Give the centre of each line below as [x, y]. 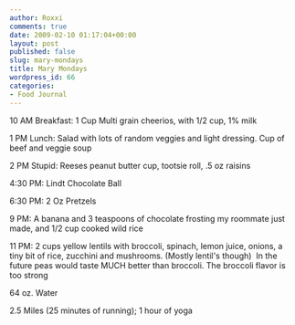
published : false [42, 52]
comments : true [38, 26]
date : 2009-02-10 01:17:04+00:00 [73, 35]
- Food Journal [38, 94]
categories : [32, 86]
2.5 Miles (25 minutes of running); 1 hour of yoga [101, 310]
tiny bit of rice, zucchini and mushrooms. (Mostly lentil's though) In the [143, 256]
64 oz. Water [34, 292]
